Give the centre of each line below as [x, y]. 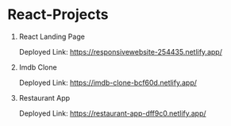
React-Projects [58, 15]
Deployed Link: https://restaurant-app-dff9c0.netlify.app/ [113, 113]
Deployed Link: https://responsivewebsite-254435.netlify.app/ [121, 52]
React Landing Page [52, 36]
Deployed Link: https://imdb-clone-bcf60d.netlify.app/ [108, 82]
